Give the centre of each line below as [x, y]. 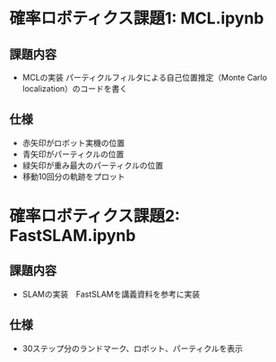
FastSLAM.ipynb [73, 236]
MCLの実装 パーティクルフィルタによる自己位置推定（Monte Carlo [144, 78]
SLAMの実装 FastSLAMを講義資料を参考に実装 [111, 294]
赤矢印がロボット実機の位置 [73, 142]
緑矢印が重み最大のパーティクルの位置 [93, 165]
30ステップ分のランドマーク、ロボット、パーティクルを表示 [133, 348]
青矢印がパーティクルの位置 [73, 154]
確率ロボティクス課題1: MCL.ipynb [137, 18]
